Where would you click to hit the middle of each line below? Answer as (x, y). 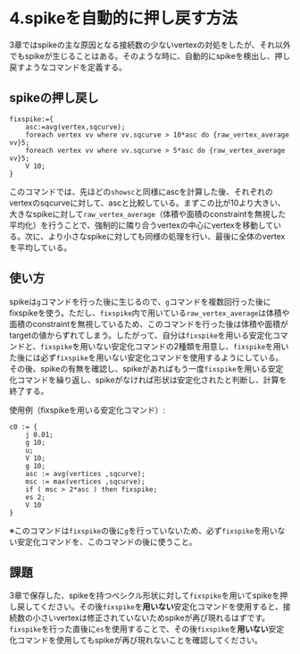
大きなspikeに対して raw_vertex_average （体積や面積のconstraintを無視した (148, 214)
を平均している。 (41, 247)
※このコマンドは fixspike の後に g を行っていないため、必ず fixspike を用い (144, 530)
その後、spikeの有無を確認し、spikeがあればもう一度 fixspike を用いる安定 (146, 368)
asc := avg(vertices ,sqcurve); (85, 474)
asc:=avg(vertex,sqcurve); (75, 127)
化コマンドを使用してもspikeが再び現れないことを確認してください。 (136, 641)
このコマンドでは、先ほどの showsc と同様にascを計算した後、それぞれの (142, 191)
